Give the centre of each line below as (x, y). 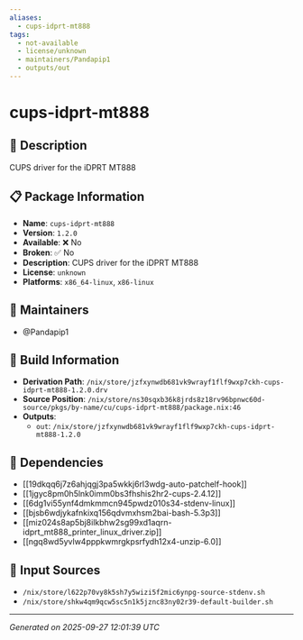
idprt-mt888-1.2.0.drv (65, 390)
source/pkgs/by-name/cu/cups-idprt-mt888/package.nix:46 (132, 408)
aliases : (26, 18)
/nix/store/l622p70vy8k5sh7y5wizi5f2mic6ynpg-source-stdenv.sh (144, 592)
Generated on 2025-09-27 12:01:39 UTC (84, 626)
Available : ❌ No (52, 242)
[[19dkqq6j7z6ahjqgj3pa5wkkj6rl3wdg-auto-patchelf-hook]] (135, 484)
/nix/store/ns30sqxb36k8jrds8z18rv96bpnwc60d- (176, 400)
